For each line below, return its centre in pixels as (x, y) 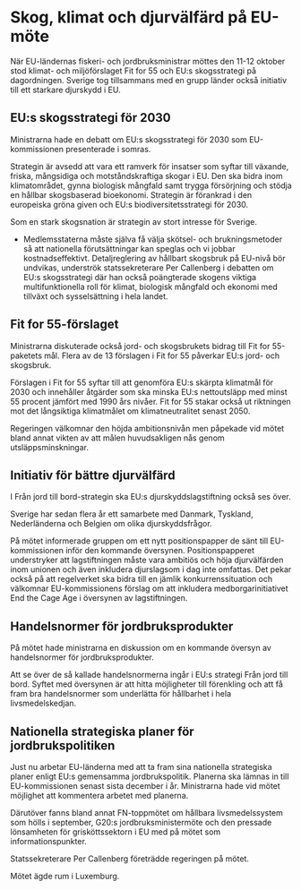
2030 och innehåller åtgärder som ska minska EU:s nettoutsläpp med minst (149, 391)
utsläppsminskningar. (49, 447)
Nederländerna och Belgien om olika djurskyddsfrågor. (112, 524)
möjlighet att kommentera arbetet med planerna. (99, 796)
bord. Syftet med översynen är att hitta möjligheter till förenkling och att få (146, 684)
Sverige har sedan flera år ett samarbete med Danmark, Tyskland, (132, 514)
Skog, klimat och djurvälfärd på (129, 17)
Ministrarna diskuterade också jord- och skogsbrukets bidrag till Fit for (140, 346)
